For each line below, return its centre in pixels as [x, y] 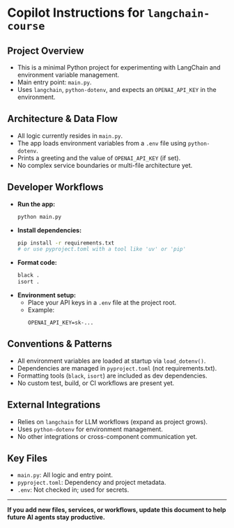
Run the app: [36, 204]
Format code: [37, 263]
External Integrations [54, 405]
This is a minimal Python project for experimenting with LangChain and [119, 67]
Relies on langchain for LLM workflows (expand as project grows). [112, 421]
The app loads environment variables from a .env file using [102, 143]
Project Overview [46, 51]
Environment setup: [47, 295]
